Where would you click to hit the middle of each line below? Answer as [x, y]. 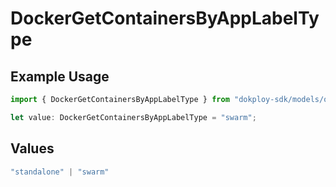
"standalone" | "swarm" [60, 172]
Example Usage [60, 76]
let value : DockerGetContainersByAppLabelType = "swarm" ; [133, 117]
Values [32, 148]
